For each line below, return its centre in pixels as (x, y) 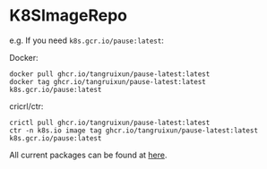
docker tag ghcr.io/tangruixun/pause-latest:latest (108, 81)
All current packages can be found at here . (88, 155)
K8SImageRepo (69, 16)
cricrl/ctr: (26, 106)
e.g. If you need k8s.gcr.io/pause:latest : (86, 40)
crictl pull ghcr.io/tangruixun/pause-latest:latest (110, 123)
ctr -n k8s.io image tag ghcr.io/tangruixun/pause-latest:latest (133, 131)
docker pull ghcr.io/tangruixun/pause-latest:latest (110, 74)
